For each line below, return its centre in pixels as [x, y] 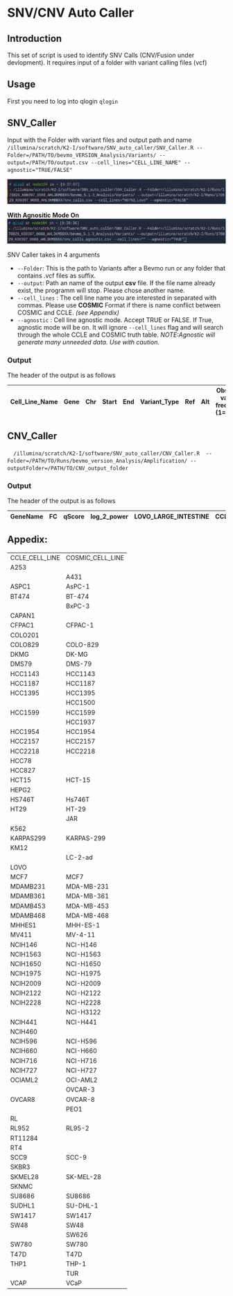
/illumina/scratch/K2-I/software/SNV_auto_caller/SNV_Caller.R [101, 147]
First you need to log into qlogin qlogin [63, 101]
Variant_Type [159, 401]
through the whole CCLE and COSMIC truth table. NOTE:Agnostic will [116, 335]
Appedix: [27, 539]
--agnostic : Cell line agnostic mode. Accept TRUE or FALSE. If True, [115, 320]
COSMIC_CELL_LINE [95, 557]
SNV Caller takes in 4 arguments [54, 255]
